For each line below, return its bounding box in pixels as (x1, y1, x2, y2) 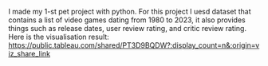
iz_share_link (8, 49, 50, 58)
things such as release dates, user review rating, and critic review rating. (8, 24, 247, 33)
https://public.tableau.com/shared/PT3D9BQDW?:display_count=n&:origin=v (8, 41, 260, 50)
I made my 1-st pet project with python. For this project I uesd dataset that (8, 7, 251, 16)
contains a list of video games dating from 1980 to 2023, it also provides (8, 15, 246, 25)
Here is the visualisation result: (8, 32, 109, 41)
